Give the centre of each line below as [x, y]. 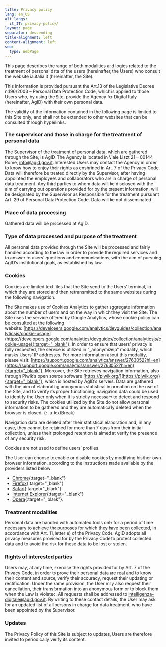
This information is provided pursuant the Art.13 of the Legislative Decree [80, 86]
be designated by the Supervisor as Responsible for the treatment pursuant [82, 194]
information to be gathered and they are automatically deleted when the [79, 407]
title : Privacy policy [28, 10]
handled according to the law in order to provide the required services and [81, 253]
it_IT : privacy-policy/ [34, 24]
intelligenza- [141, 594]
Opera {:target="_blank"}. [38, 499]
